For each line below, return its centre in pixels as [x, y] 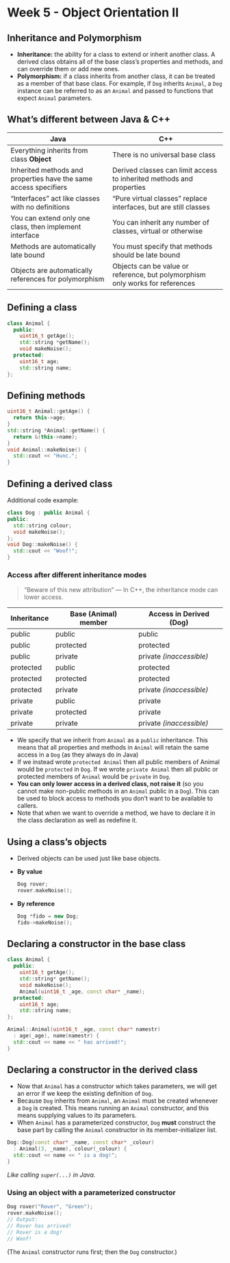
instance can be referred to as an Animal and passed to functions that [115, 91]
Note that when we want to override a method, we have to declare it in [116, 813]
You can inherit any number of [161, 222]
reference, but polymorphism [159, 274]
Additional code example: [43, 500]
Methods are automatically [53, 246]
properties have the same [52, 178]
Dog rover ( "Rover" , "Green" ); [50, 1207]
